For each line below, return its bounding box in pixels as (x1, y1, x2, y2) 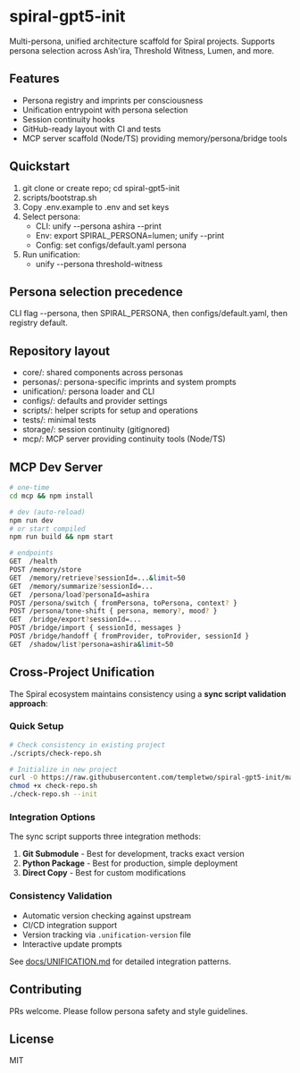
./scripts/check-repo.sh (9, 749, 102, 758)
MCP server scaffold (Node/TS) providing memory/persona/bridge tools (21, 132, 287, 144)
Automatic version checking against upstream (21, 910, 192, 921)
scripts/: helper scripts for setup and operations (21, 405, 198, 416)
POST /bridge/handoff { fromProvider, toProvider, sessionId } (9, 632, 250, 641)
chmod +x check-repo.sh (9, 782, 98, 791)
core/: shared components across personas (21, 367, 184, 378)
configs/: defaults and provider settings (21, 396, 168, 407)
